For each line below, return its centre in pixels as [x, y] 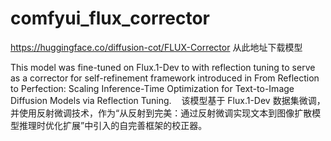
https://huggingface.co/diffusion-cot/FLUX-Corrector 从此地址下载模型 [156, 47]
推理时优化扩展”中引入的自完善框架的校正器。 [113, 125]
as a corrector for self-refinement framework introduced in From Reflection [165, 78]
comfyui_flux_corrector [110, 18]
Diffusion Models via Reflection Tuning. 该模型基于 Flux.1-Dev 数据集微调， [168, 100]
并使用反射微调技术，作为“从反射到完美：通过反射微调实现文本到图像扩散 [161, 113]
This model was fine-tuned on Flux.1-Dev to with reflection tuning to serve [163, 67]
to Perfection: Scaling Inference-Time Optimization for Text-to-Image [152, 88]
